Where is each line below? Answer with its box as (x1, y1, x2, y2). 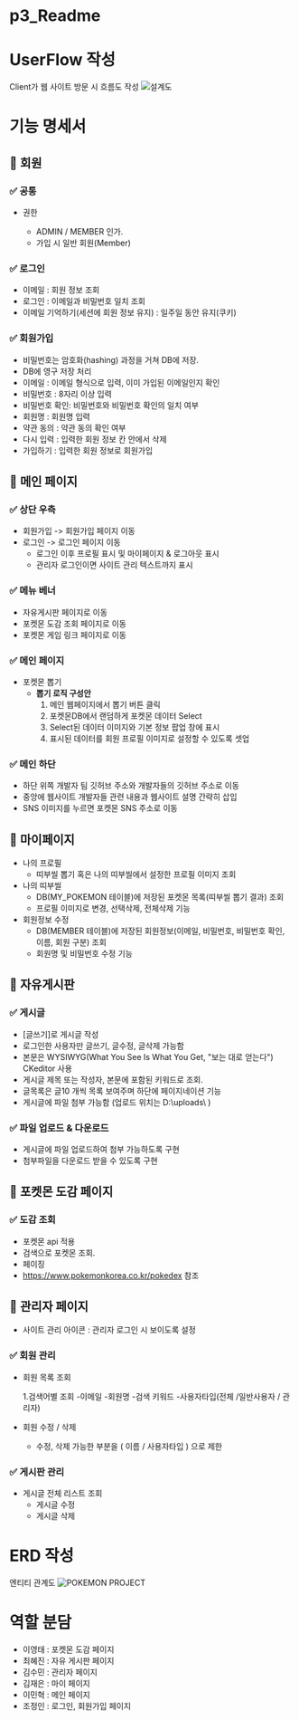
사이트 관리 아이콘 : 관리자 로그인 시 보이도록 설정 (22, 1324, 196, 1335)
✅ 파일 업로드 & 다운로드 (9, 1122, 109, 1134)
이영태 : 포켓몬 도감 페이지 (22, 1644, 115, 1655)
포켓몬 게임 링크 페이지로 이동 (22, 629, 126, 640)
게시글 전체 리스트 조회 (22, 1488, 103, 1499)
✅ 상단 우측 (9, 503, 56, 516)
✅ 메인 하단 (9, 758, 56, 770)
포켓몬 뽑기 (22, 676, 62, 687)
